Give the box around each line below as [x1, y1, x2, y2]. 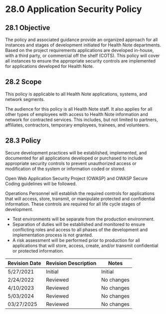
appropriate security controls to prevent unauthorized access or [5, 160, 137, 166]
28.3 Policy [5, 136, 41, 145]
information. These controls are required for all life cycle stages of [5, 201, 141, 207]
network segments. [5, 96, 45, 102]
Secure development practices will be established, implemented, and [5, 149, 147, 155]
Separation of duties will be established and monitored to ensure [12, 221, 146, 227]
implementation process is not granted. [12, 231, 93, 238]
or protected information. [12, 247, 64, 253]
